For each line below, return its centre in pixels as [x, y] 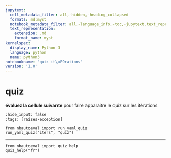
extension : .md [31, 33]
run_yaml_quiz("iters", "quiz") [39, 133]
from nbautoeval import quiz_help [42, 146]
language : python [28, 52]
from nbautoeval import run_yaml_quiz [46, 128]
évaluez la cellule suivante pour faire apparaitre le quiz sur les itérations [81, 106]
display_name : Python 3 [35, 48]
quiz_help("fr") [22, 151]
